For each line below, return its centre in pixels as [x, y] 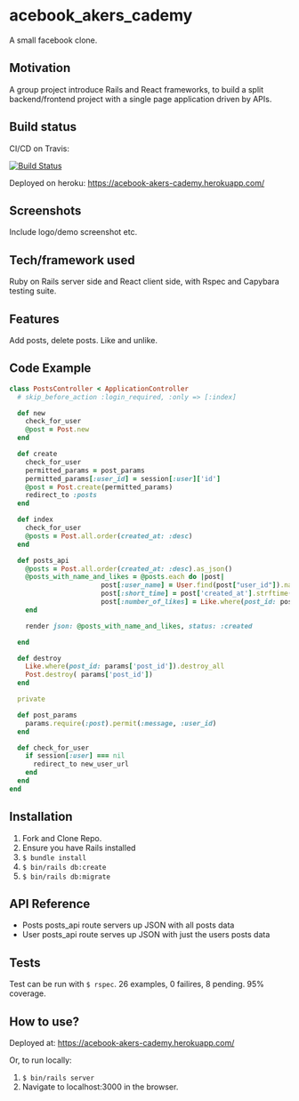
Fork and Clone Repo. [62, 838]
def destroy [40, 658]
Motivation [40, 68]
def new [32, 413]
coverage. [28, 993]
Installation [41, 817]
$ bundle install [54, 858]
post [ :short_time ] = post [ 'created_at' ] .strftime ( [197, 594]
